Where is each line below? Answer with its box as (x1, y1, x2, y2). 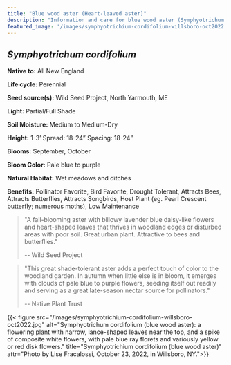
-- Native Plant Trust (24, 300, 83, 308)
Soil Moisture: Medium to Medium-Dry (7, 120, 118, 129)
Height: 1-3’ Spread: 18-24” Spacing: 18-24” (7, 134, 133, 142)
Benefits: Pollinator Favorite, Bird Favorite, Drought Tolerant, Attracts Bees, (7, 187, 221, 196)
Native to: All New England (7, 67, 84, 75)
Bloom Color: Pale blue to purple (7, 160, 101, 169)
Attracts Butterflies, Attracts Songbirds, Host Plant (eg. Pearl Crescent (7, 195, 207, 203)
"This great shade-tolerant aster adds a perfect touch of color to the (24, 264, 219, 273)
